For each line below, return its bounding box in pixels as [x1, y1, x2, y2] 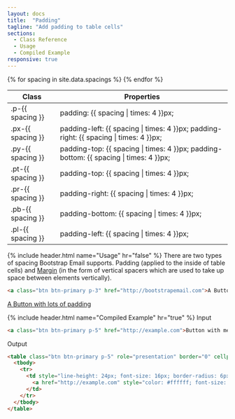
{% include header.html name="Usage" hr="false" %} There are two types [7, 251, 222, 259]
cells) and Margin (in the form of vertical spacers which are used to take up [7, 266, 225, 274]
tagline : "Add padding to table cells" [7, 23, 124, 30]
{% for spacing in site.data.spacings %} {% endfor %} [7, 75, 164, 83]
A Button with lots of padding [7, 299, 92, 308]
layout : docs [7, 10, 45, 18]
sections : [7, 29, 36, 37]
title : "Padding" [7, 17, 61, 24]
